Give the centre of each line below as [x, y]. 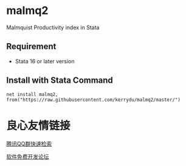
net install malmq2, [33, 94]
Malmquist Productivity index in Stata [53, 27]
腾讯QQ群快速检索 [29, 144]
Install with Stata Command [60, 81]
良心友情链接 [39, 126]
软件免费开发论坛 [28, 156]
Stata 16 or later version [45, 61]
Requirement [31, 47]
